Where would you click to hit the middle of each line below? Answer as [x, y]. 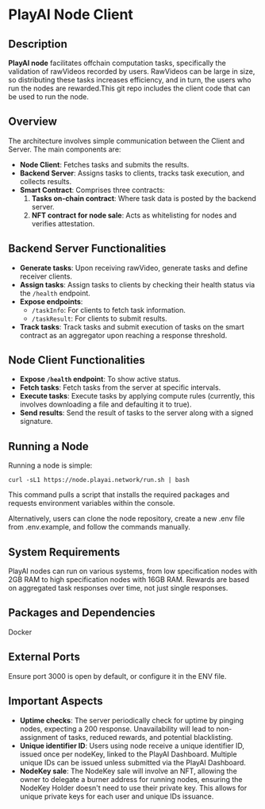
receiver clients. [46, 276]
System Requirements [64, 552]
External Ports [44, 657]
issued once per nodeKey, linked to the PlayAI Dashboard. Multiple [128, 754]
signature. [36, 422]
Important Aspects [56, 701]
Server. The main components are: [65, 149]
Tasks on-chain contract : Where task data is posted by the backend [144, 198]
